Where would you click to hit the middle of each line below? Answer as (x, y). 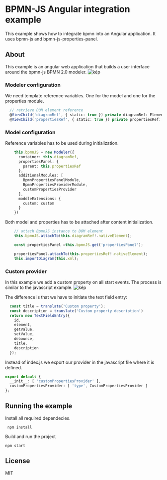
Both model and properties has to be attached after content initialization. (79, 222)
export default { (23, 377)
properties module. (25, 101)
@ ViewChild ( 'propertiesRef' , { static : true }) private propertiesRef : (85, 119)
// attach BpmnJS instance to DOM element (59, 231)
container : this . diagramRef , (48, 157)
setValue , (24, 334)
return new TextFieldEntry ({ (40, 315)
